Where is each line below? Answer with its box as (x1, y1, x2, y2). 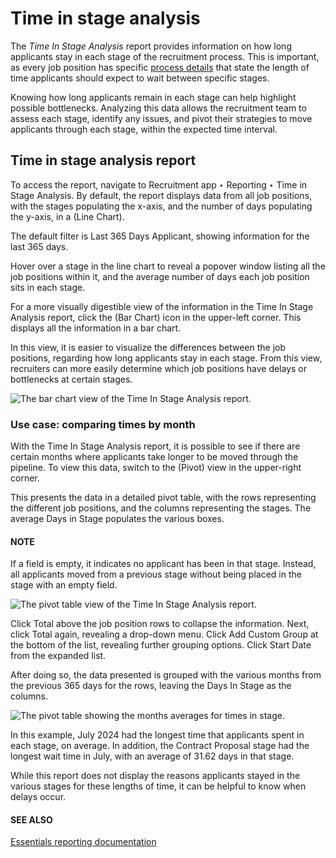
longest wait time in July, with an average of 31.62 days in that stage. (10, 750, 295, 762)
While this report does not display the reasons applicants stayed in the (10, 770, 301, 782)
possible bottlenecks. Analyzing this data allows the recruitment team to (10, 102, 307, 114)
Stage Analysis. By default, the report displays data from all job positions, (10, 189, 313, 201)
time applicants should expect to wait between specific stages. (10, 72, 270, 84)
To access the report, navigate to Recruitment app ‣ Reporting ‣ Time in (10, 178, 308, 191)
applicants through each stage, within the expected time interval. (10, 123, 278, 135)
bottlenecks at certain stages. (10, 373, 133, 385)
